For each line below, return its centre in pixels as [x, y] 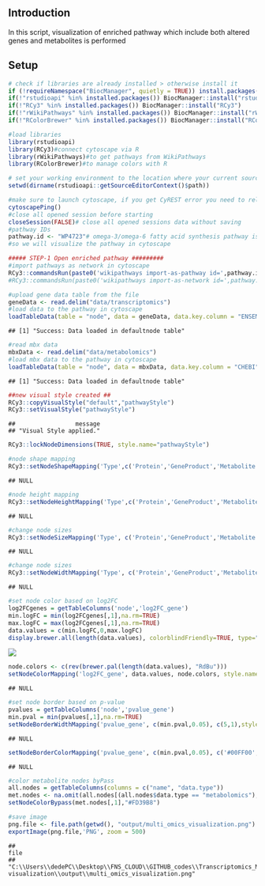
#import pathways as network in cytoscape [79, 266]
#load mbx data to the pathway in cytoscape [82, 359]
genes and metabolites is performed [67, 40]
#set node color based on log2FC [63, 601]
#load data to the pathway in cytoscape [76, 309]
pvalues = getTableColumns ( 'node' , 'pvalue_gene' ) [91, 710]
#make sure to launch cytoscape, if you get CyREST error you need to [127, 200]
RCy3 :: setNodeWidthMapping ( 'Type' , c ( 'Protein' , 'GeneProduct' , [114, 573]
